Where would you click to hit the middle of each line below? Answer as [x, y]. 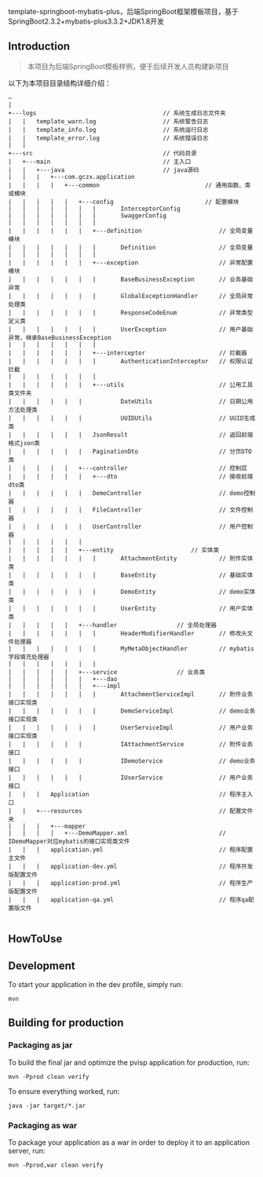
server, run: [27, 1151]
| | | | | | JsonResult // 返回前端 [131, 435]
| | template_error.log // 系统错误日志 [108, 138]
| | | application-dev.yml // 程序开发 [131, 866]
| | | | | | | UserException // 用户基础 [131, 329]
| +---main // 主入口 [100, 162]
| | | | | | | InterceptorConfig [94, 209]
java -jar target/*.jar [47, 1106]
